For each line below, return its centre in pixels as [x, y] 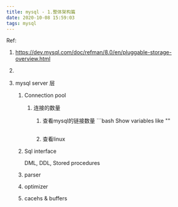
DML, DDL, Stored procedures [62, 163]
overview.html [33, 59]
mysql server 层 [35, 83]
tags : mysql [21, 23]
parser [33, 175]
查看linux [54, 139]
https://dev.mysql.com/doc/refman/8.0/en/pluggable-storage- [93, 52]
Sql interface [40, 151]
